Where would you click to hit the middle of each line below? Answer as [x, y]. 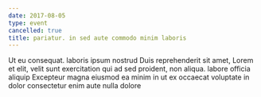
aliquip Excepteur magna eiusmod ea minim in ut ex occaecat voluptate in [129, 77]
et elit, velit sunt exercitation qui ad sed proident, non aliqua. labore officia [129, 69]
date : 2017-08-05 [37, 16]
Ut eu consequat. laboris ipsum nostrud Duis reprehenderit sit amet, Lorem [131, 60]
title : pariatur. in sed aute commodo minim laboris [97, 38]
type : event [28, 23]
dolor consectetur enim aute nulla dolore [75, 86]
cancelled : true [35, 30]
